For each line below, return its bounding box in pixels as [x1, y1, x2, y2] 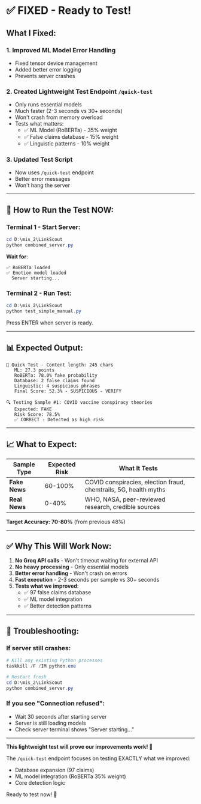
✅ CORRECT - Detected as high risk [14, 416, 104, 422]
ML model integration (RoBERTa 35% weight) [14, 773, 127, 780]
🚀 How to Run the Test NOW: [6, 205, 114, 215]
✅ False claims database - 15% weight [23, 133, 118, 141]
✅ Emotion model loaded [6, 270, 67, 276]
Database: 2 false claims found [14, 377, 95, 383]
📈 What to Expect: [6, 439, 77, 449]
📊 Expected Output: [6, 343, 84, 353]
